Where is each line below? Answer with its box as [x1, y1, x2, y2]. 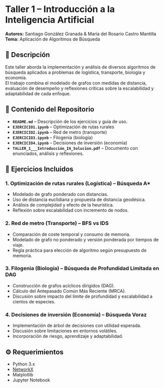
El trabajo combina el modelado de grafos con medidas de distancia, [5, 80, 147, 86]
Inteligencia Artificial [5, 14, 94, 26]
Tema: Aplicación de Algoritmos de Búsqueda [5, 36, 100, 42]
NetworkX [12, 366, 34, 372]
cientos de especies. [12, 298, 56, 304]
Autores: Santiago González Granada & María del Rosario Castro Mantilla [5, 31, 156, 37]
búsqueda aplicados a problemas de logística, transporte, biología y [5, 69, 145, 75]
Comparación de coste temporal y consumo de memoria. [12, 231, 130, 237]
